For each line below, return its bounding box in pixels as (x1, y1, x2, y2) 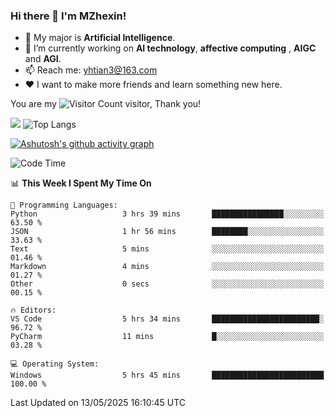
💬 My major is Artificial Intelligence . (24, 32, 176, 44)
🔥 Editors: (10, 305, 57, 316)
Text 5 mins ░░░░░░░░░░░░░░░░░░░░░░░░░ (10, 244, 325, 254)
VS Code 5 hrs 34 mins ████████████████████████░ (10, 314, 325, 324)
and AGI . (24, 53, 62, 65)
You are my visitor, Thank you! (10, 98, 202, 110)
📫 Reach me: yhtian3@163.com (24, 64, 158, 76)
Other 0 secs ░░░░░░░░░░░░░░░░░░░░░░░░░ (10, 279, 325, 289)
